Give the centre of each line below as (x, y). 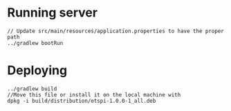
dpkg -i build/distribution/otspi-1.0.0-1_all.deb (82, 101)
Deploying (37, 71)
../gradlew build (32, 89)
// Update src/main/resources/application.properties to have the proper (116, 31)
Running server (53, 13)
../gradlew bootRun (35, 43)
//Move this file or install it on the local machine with (94, 94)
